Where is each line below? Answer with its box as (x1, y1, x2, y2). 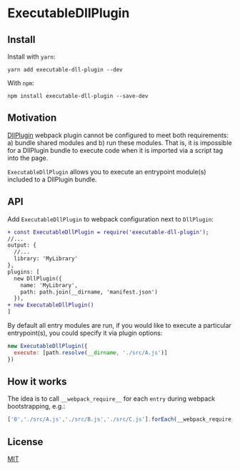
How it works (7, 376, 67, 388)
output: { (7, 241, 37, 249)
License (7, 436, 44, 448)
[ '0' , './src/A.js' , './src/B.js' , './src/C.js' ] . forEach (7, 416, 174, 423)
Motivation (7, 112, 57, 124)
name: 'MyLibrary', (20, 281, 79, 289)
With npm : (7, 79, 34, 87)
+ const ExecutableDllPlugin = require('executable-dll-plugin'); (7, 229, 209, 236)
